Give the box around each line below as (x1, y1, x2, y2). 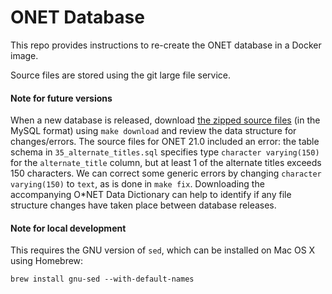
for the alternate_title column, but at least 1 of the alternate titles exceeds (10, 157, 322, 169)
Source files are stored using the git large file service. (10, 69, 232, 81)
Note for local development (10, 222, 127, 234)
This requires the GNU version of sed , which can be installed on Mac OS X (10, 244, 316, 256)
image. (10, 49, 39, 61)
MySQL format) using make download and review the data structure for (10, 125, 297, 137)
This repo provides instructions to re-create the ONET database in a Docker (10, 39, 322, 51)
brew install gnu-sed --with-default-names (10, 274, 195, 285)
